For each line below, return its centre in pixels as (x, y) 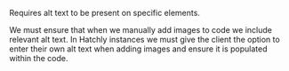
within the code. (39, 58)
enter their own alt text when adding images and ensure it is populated (139, 49)
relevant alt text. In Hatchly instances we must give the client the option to (144, 39)
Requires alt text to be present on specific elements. (104, 13)
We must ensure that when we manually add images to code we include (141, 30)
